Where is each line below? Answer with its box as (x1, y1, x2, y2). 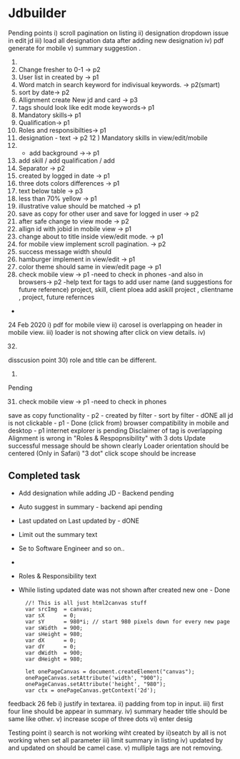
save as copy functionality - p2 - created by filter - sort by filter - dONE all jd (8, 411, 234, 419)
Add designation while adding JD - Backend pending (18, 488, 174, 497)
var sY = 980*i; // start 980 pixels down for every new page (25, 618, 231, 625)
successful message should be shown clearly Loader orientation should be (8, 441, 229, 450)
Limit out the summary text (18, 530, 98, 538)
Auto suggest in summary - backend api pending (18, 502, 163, 511)
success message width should (18, 247, 111, 256)
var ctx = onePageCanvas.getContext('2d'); (25, 687, 156, 694)
